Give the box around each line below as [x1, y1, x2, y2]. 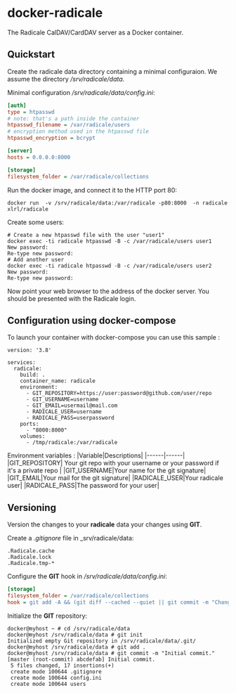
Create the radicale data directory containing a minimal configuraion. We [7, 67, 218, 75]
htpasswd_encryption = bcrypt [7, 135, 96, 142]
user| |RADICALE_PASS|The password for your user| [7, 481, 159, 490]
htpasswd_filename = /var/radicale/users [7, 122, 131, 129]
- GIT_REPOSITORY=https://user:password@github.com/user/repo [25, 390, 212, 397]
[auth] [7, 102, 27, 109]
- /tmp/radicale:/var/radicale [25, 439, 118, 446]
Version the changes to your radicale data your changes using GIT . [7, 520, 202, 529]
